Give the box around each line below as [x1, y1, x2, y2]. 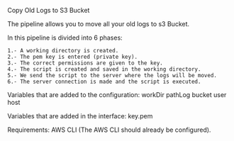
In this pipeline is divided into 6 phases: [7, 33, 123, 42]
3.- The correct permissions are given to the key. [7, 60, 163, 67]
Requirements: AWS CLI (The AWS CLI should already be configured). [7, 125, 211, 134]
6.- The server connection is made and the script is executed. [7, 78, 201, 85]
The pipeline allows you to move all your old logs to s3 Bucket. [7, 20, 190, 28]
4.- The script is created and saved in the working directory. [7, 66, 201, 73]
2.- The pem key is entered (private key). [7, 53, 138, 60]
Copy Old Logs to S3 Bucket [7, 6, 90, 14]
